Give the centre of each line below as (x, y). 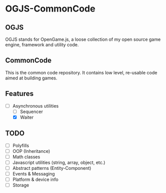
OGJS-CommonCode (50, 9)
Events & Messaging (34, 173)
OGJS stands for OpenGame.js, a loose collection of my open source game (83, 39)
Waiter (27, 117)
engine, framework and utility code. (42, 45)
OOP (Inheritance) (31, 151)
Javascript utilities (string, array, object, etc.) (59, 162)
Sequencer (31, 112)
